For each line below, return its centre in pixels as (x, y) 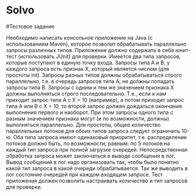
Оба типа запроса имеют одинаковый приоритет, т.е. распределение (100, 137)
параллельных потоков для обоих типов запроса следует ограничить (93, 131)
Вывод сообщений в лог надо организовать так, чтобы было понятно (93, 162)
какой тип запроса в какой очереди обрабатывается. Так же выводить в (97, 168)
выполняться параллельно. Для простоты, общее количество (83, 125)
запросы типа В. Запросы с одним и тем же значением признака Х (90, 87)
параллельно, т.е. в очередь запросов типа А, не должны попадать (90, 81)
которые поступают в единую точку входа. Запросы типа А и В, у (88, 63)
